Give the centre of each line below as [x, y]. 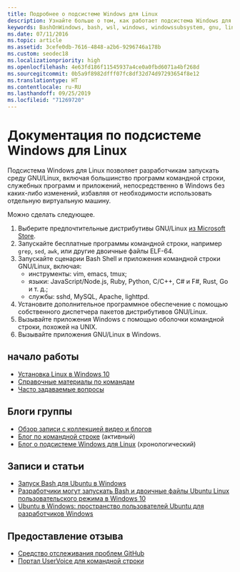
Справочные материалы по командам [76, 382]
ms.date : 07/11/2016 [38, 34]
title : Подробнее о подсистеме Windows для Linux [83, 14]
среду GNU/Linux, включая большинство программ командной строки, [116, 178]
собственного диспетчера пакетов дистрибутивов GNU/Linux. [113, 312]
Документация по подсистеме [104, 136]
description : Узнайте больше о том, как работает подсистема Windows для [120, 21]
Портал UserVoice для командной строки [81, 561]
